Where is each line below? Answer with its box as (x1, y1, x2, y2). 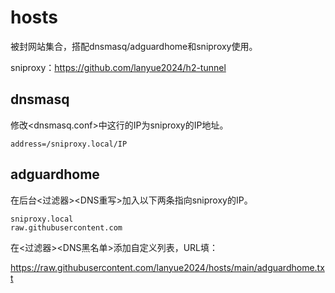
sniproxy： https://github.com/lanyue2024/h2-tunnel (10, 61, 227, 73)
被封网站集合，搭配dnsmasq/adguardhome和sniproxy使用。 (10, 40, 258, 52)
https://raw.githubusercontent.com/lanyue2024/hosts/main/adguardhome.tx (10, 261, 325, 273)
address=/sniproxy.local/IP (10, 139, 128, 149)
